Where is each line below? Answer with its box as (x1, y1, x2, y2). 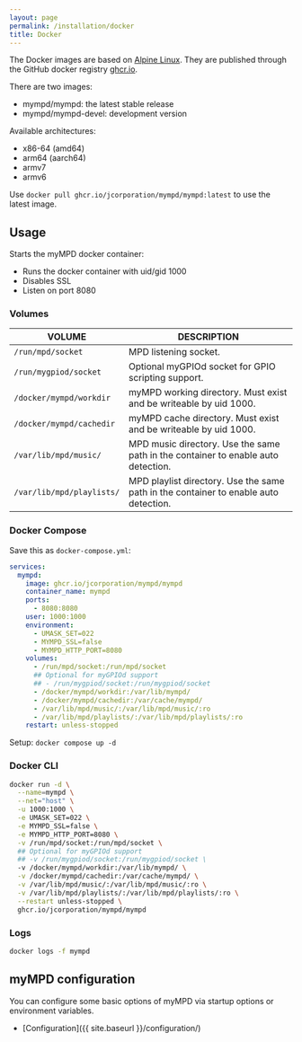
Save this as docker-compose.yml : (9, 544, 132, 555)
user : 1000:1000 (25, 613, 87, 622)
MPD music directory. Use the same (129, 437, 280, 450)
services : (9, 562, 47, 571)
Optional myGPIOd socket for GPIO (129, 360, 276, 373)
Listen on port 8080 (22, 285, 96, 296)
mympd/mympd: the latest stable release (22, 99, 174, 110)
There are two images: (9, 82, 93, 93)
